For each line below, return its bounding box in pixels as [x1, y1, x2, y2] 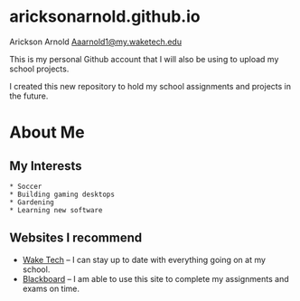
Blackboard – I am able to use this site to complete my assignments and [22, 273, 289, 284]
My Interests [9, 158, 82, 174]
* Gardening [9, 197, 54, 207]
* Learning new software [9, 205, 103, 214]
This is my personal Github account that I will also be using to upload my [9, 53, 279, 64]
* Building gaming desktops [9, 190, 116, 199]
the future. [9, 90, 49, 101]
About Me [9, 122, 85, 143]
